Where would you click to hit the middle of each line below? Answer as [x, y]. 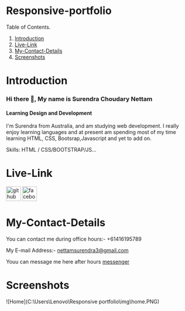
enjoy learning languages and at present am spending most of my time [91, 132]
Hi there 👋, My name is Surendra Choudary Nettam [79, 99]
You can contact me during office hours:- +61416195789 [74, 239]
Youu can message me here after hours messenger [68, 262]
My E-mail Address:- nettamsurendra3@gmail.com [67, 251]
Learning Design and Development [49, 113]
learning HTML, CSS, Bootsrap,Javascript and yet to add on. [79, 138]
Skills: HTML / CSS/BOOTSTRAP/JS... [51, 150]
